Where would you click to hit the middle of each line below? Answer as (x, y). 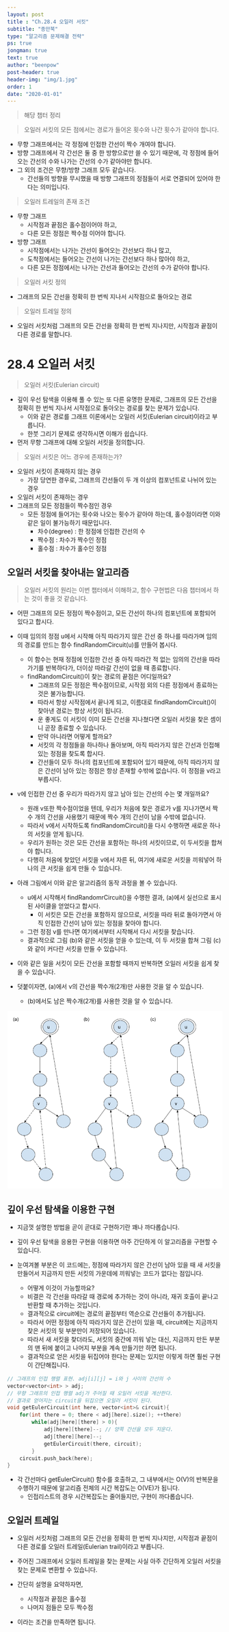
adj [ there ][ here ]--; (73, 1436)
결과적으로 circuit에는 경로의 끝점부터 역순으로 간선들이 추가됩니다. (116, 1313)
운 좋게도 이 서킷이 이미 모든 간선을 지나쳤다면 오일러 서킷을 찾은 (123, 719)
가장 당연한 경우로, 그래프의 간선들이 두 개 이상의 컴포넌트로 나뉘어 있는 (122, 480)
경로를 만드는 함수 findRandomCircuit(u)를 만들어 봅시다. (101, 645)
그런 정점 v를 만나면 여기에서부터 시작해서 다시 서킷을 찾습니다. (111, 931)
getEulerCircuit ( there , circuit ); (93, 1444)
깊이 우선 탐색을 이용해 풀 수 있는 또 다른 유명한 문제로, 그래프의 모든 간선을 (117, 399)
